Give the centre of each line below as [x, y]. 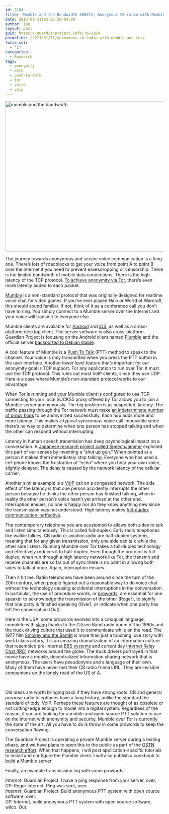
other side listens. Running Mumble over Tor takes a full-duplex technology [83, 546]
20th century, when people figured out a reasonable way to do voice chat [81, 582]
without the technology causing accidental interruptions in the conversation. [84, 588]
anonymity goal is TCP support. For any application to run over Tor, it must [82, 368]
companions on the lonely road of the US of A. [53, 673]
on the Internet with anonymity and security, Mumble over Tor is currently [81, 719]
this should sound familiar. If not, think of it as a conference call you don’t [81, 306]
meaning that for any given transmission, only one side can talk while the [81, 541]
